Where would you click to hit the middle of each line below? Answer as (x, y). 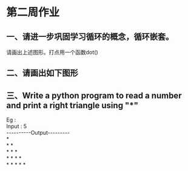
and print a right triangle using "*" (72, 105)
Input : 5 (17, 126)
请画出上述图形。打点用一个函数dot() (52, 52)
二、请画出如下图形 (42, 73)
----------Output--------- (38, 133)
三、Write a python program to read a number (94, 95)
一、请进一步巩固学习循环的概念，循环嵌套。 (90, 37)
